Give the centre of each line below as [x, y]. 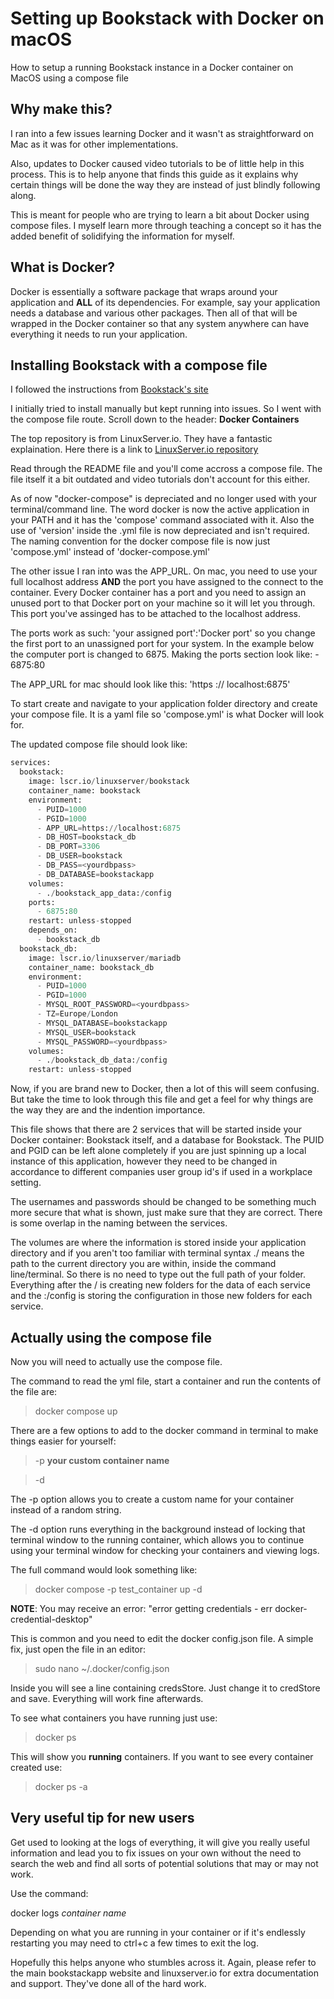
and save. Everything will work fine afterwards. [107, 1698]
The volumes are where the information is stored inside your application [158, 1243]
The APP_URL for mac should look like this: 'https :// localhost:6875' [150, 684]
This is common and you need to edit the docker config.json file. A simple [162, 1638]
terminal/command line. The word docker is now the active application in [160, 509]
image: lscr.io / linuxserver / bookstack [109, 782]
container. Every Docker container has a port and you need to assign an [158, 593]
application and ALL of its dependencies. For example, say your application [165, 302]
